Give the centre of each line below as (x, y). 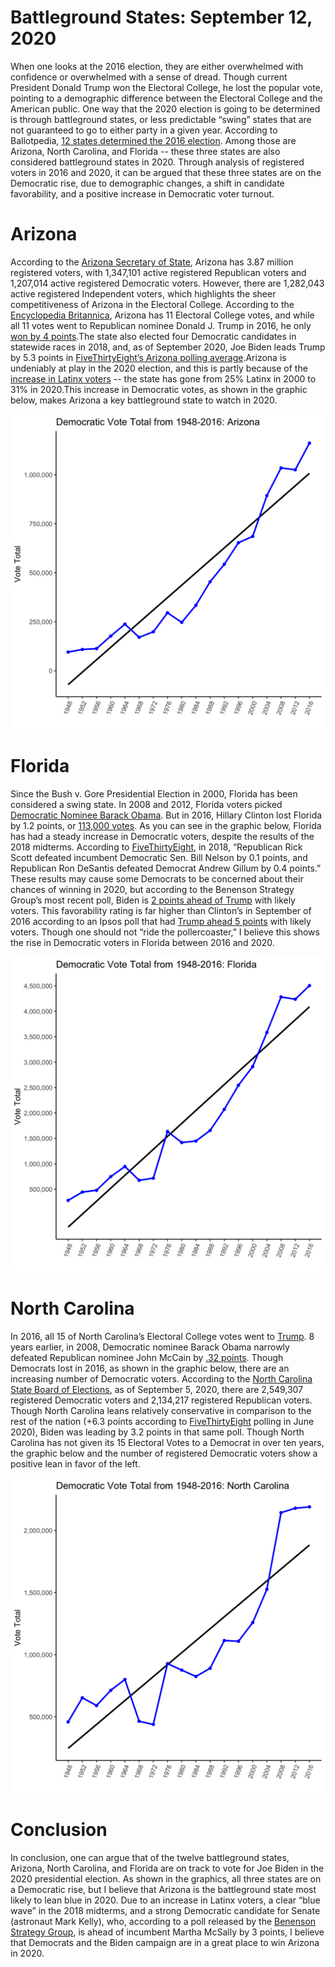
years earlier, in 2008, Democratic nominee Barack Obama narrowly (150, 1347)
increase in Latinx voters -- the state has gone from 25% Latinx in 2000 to (163, 378)
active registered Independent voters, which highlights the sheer (143, 293)
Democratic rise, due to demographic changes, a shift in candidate (147, 183)
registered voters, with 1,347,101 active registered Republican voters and (158, 272)
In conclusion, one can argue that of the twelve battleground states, (150, 1857)
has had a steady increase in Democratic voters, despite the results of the (162, 836)
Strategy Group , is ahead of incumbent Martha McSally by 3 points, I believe (167, 1932)
